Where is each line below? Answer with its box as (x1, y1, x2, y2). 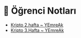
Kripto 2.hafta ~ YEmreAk (10, 22, 63, 28)
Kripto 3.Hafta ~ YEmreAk (10, 27, 64, 33)
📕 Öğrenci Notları (3, 5, 76, 17)
